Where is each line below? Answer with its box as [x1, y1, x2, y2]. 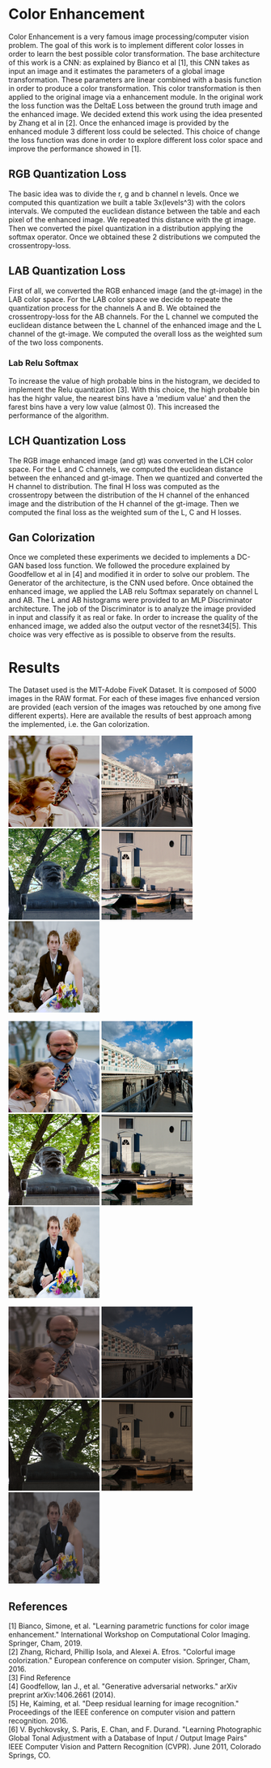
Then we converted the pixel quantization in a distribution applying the [8, 223, 243, 233]
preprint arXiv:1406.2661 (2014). [8, 1690, 116, 1700]
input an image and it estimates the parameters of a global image [8, 66, 225, 75]
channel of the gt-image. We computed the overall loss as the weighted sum [8, 329, 263, 338]
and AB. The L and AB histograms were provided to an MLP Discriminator [8, 596, 252, 605]
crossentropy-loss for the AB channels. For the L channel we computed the [8, 312, 259, 321]
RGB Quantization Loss [8, 167, 127, 181]
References [8, 1599, 68, 1613]
